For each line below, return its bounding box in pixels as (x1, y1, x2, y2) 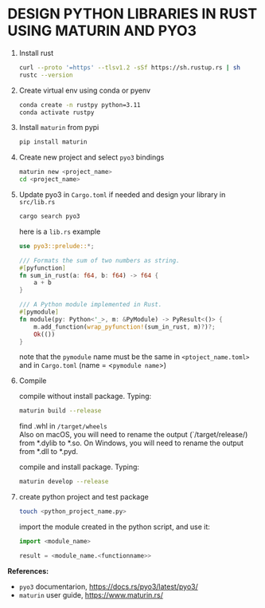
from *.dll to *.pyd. (18, 447, 79, 456)
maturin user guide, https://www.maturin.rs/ (18, 590, 164, 599)
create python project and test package (18, 492, 149, 502)
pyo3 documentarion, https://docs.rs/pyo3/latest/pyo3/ (18, 582, 198, 591)
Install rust (18, 48, 53, 57)
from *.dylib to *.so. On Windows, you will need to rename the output (18, 438, 244, 448)
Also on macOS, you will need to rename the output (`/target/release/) (18, 430, 248, 440)
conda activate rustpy (18, 109, 95, 116)
